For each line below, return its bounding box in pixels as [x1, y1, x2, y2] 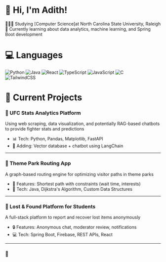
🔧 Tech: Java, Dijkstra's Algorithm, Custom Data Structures [12, 186, 132, 192]
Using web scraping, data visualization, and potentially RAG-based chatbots [5, 121, 160, 127]
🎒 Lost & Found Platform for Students [5, 203, 96, 210]
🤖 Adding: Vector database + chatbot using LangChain [12, 143, 124, 149]
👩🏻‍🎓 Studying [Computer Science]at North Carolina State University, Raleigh [5, 21, 161, 27]
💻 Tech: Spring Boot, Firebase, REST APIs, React [12, 231, 113, 237]
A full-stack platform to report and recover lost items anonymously [5, 214, 141, 220]
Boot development [5, 31, 43, 37]
